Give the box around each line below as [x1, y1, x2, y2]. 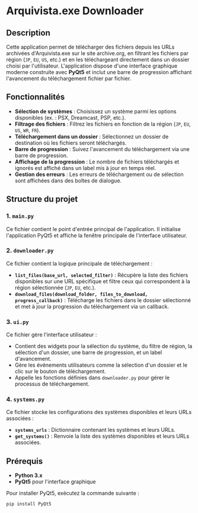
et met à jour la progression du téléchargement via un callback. [14, 303, 169, 310]
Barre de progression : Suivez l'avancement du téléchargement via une [14, 145, 190, 152]
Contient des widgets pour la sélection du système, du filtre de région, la [14, 342, 193, 350]
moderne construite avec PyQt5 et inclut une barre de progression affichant [6, 69, 192, 75]
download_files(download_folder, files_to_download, [14, 291, 148, 297]
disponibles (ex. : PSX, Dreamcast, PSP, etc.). [14, 114, 126, 121]
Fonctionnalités [6, 92, 65, 102]
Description [6, 28, 50, 38]
